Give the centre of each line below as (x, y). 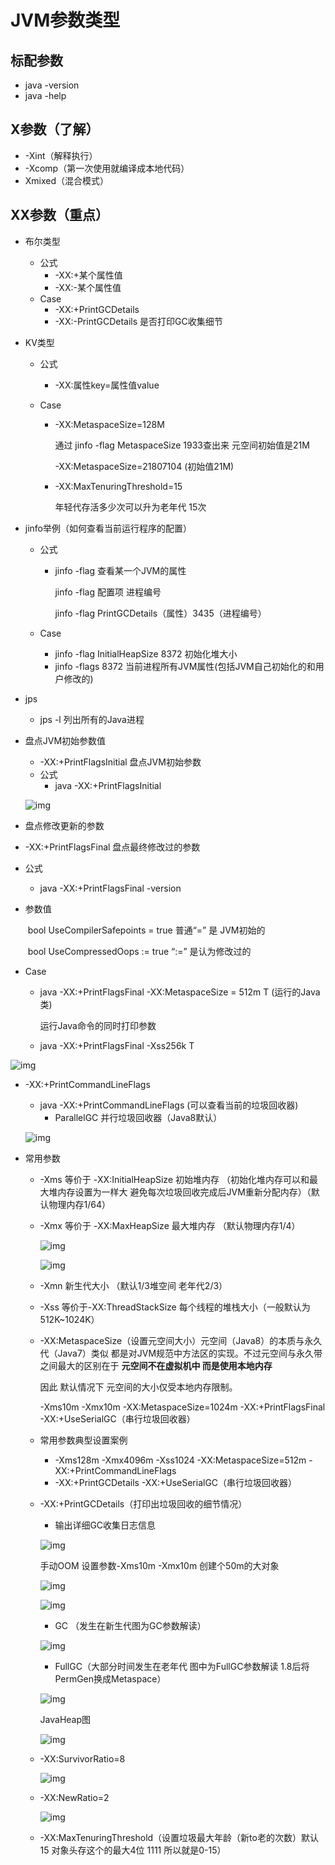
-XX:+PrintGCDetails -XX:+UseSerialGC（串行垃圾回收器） (176, 1482)
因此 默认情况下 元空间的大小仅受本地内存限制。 (138, 1387)
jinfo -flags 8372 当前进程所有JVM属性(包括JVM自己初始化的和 (185, 666)
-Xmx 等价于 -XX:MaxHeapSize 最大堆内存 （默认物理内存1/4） (170, 1225)
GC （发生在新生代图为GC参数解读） (130, 1625)
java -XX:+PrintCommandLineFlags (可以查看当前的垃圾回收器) (169, 1105)
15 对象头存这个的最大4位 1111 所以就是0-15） (133, 1850)
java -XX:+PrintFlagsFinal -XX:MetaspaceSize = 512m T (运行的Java (180, 992)
